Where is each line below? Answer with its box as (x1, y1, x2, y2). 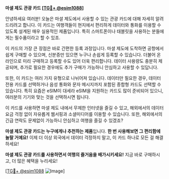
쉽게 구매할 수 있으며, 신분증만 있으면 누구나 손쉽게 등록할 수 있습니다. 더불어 (5, 52, 156, 58)
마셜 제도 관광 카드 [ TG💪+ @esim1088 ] (5, 5, 84, 11)
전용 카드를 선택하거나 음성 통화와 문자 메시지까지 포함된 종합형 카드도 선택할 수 (5, 81, 161, 87)
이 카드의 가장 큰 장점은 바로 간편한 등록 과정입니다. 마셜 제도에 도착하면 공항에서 (5, 46, 164, 51)
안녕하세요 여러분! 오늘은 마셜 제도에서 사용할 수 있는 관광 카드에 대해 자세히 (5, 16, 155, 22)
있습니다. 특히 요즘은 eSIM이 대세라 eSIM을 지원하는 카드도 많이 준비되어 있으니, (5, 88, 163, 94)
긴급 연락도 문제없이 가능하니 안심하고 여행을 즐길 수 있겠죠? (5, 117, 124, 123)
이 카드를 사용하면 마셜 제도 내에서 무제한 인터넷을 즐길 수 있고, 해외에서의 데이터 (5, 105, 164, 111)
